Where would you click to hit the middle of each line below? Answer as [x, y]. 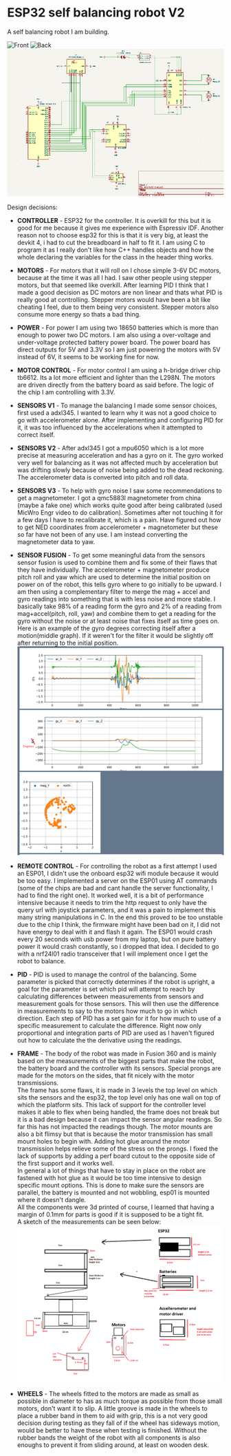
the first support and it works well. [66, 1164]
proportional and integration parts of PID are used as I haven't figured [115, 1033]
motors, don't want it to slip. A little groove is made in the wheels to [112, 1408]
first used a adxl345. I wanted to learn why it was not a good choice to [117, 413]
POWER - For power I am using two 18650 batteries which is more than [118, 328]
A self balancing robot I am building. [58, 32]
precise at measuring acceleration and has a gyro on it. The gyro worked [120, 455]
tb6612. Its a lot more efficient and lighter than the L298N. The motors [116, 377]
